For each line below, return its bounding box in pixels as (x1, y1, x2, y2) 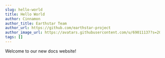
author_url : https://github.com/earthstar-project (5, 26, 111, 30)
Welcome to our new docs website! (5, 48, 77, 54)
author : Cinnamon (5, 16, 41, 21)
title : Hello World (5, 12, 45, 17)
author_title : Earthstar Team (5, 21, 67, 26)
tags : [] (5, 35, 23, 40)
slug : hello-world (5, 7, 43, 12)
